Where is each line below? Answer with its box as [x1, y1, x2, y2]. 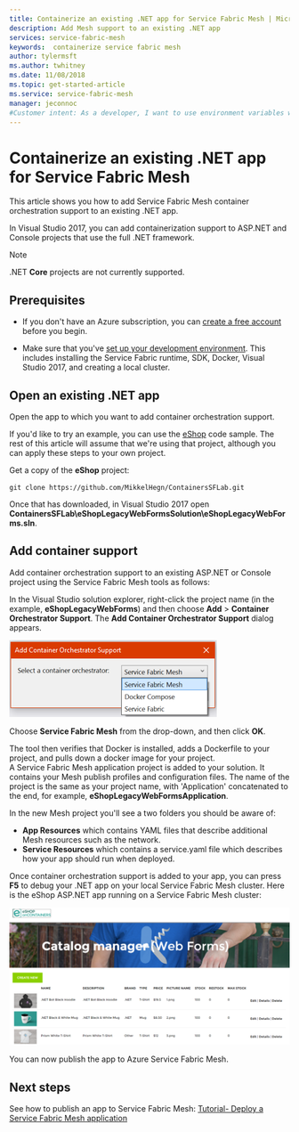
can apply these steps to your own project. [9, 447, 166, 458]
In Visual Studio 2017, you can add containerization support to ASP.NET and [9, 223, 287, 233]
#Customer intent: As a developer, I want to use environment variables [9, 108, 285, 118]
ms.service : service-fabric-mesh [9, 89, 133, 98]
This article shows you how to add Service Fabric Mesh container [9, 196, 249, 207]
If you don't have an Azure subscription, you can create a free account [21, 316, 282, 327]
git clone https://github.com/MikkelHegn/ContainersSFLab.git [9, 483, 245, 492]
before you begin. [21, 326, 88, 337]
